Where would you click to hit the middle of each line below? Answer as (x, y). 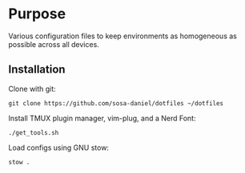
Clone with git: (32, 88)
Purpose (37, 14)
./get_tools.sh (34, 132)
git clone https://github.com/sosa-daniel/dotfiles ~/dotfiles (116, 103)
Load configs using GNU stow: (59, 147)
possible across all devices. (54, 44)
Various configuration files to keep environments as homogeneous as (123, 36)
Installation (37, 70)
